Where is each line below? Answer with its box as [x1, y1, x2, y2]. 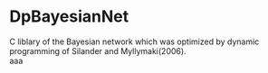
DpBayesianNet [9, 6, 129, 27]
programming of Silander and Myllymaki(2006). [9, 45, 187, 56]
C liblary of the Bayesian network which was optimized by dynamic [9, 36, 260, 47]
